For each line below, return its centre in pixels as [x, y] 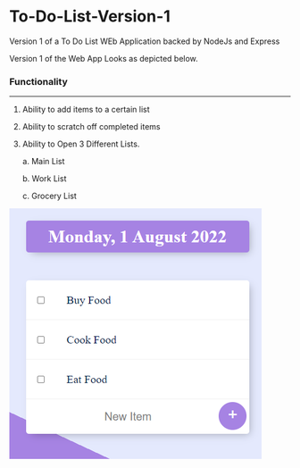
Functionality [39, 81]
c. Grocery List [50, 196]
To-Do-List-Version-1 [90, 17]
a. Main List [43, 162]
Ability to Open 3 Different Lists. [81, 144]
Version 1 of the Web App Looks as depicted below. [104, 58]
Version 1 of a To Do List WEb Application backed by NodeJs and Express [145, 41]
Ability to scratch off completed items [91, 127]
